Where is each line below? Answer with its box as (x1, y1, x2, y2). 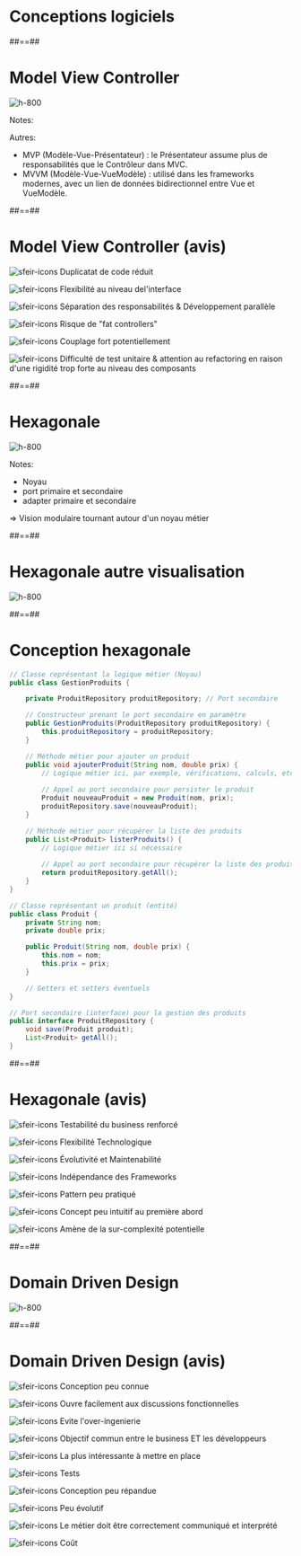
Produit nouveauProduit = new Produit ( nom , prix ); (41, 793, 235, 803)
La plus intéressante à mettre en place (59, 1450, 202, 1461)
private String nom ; (25, 918, 102, 927)
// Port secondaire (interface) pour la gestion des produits (9, 1008, 246, 1017)
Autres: (9, 132, 37, 143)
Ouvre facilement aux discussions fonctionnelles (59, 1398, 239, 1409)
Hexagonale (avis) (9, 1090, 148, 1110)
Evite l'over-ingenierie (59, 1415, 142, 1426)
